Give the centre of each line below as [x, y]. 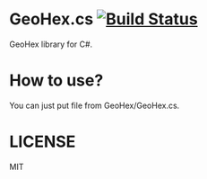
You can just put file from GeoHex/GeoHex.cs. [95, 105]
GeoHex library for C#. [51, 44]
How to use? [56, 81]
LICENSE [43, 142]
